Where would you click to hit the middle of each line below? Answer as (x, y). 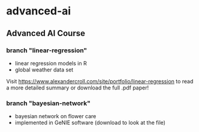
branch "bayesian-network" (49, 103)
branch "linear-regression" (47, 50)
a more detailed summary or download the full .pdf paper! (78, 88)
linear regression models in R (51, 63)
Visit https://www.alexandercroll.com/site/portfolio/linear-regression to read (100, 81)
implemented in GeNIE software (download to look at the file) (90, 123)
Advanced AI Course (46, 33)
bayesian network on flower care (55, 116)
